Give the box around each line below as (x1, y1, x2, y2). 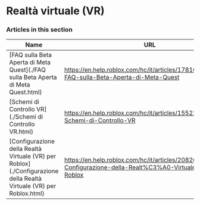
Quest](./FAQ (9, 66, 46, 74)
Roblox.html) (9, 190, 45, 198)
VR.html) (9, 128, 34, 136)
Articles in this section (6, 26, 73, 34)
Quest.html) (9, 88, 42, 97)
